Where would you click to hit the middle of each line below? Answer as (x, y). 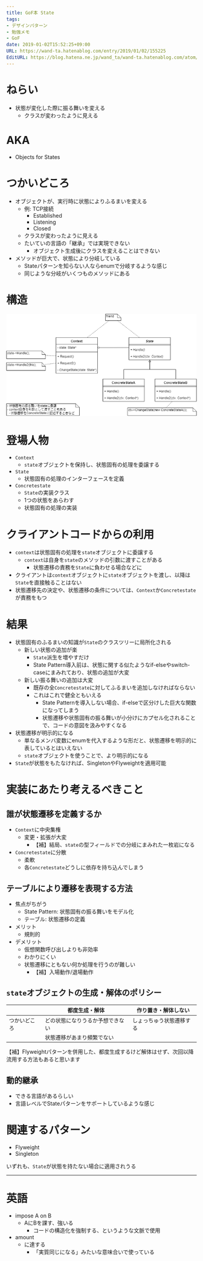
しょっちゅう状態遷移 (159, 1020)
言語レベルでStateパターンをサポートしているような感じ (85, 1104)
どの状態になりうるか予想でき (82, 1020)
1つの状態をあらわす (49, 500)
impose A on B (33, 1216)
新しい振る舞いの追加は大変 (59, 680)
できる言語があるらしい (44, 1096)
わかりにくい (40, 957)
